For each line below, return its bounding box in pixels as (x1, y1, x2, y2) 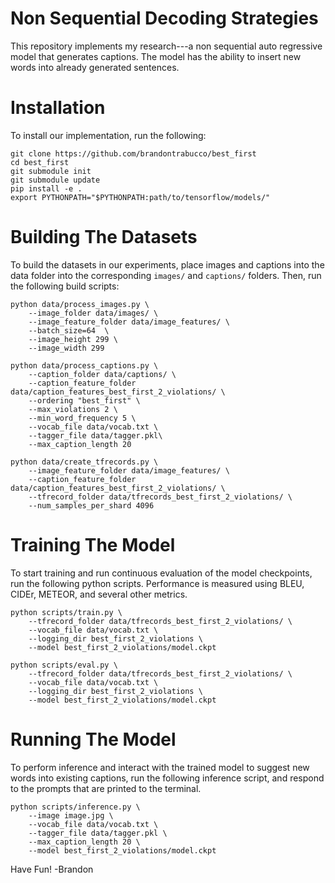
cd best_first (10, 157, 70, 167)
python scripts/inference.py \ (10, 802, 141, 812)
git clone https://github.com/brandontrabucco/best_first (10, 148, 257, 159)
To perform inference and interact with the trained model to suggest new (10, 761, 310, 773)
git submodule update (10, 175, 101, 185)
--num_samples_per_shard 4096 (28, 500, 155, 511)
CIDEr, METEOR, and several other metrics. (10, 588, 188, 600)
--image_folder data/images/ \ (28, 308, 159, 318)
